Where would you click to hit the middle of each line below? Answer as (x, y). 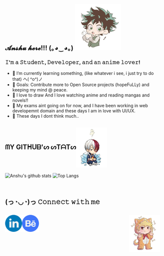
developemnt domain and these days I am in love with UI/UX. (74, 111)
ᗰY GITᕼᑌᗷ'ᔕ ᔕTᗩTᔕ (41, 147)
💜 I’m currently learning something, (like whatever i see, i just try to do (83, 73)
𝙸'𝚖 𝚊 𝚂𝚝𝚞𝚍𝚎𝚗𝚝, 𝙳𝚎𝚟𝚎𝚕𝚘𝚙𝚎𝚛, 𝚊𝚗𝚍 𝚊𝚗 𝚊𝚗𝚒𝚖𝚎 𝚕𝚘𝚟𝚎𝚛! (73, 63)
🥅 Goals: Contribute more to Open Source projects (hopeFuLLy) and (81, 84)
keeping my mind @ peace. (40, 90)
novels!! (20, 100)
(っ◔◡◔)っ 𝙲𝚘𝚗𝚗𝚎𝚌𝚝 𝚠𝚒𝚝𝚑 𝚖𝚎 (53, 202)
